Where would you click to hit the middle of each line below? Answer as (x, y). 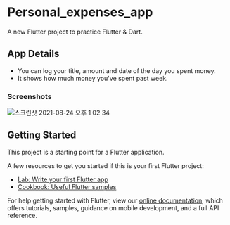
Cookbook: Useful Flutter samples (67, 186)
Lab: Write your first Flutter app (63, 179)
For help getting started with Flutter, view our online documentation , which (115, 200)
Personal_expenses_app (80, 12)
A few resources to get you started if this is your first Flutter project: (106, 165)
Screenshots (30, 96)
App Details (33, 54)
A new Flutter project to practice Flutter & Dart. (75, 32)
